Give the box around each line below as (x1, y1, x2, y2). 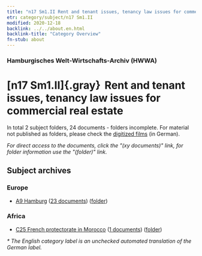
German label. (7, 243, 43, 251)
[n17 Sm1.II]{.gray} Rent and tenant (7, 79, 185, 92)
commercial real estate (7, 104, 123, 118)
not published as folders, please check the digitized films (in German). (7, 130, 180, 137)
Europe (7, 183, 29, 192)
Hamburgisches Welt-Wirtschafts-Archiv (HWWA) (7, 56, 158, 65)
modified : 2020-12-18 (7, 20, 61, 26)
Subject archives (7, 165, 71, 176)
